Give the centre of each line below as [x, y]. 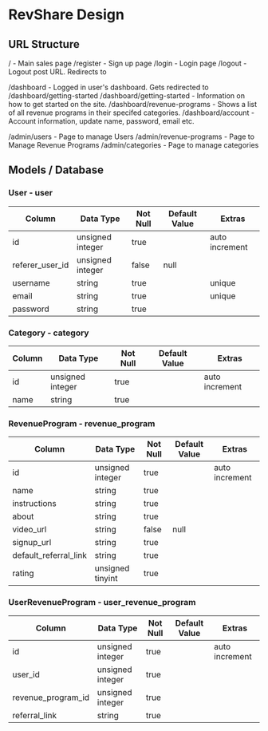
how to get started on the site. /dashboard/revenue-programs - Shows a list [133, 104]
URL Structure [44, 44]
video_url [30, 530]
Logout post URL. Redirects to [58, 72]
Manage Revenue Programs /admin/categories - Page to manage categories [134, 145]
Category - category [49, 333]
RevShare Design [67, 15]
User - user [31, 193]
